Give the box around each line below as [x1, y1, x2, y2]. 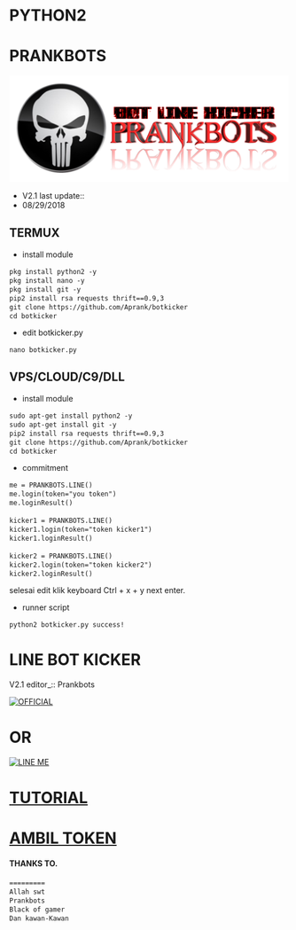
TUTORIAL [9, 787, 89, 808]
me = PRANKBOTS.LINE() [9, 481, 93, 489]
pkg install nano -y [9, 276, 86, 285]
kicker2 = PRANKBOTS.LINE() [9, 551, 113, 560]
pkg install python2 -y [9, 267, 97, 276]
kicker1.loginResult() [9, 534, 93, 543]
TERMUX [9, 225, 60, 240]
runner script [21, 602, 70, 613]
